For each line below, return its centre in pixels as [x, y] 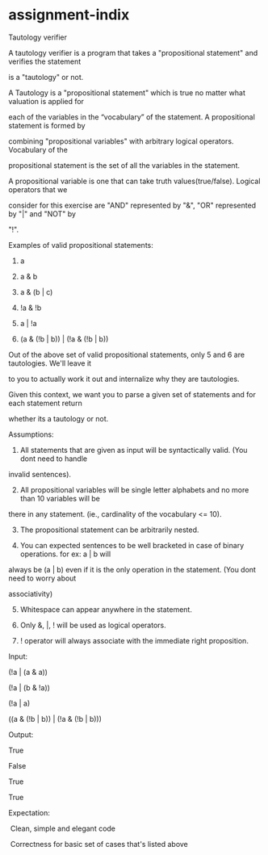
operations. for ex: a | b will [65, 554]
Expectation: [29, 812]
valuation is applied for [46, 101]
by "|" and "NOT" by [42, 214]
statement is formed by [47, 125]
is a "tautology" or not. [46, 77]
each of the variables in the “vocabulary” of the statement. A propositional [132, 117]
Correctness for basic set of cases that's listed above [99, 844]
